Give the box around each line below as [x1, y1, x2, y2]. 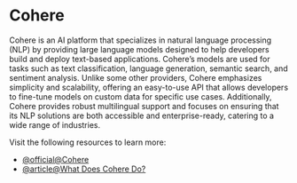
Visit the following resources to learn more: [9, 137, 167, 147]
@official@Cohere [21, 154, 90, 164]
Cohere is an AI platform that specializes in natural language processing [9, 35, 272, 45]
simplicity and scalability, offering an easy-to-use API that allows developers [9, 82, 289, 92]
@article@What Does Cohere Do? [21, 163, 146, 174]
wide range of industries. [9, 119, 100, 130]
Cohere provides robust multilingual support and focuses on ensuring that [9, 100, 279, 111]
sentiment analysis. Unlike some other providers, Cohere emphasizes [9, 72, 262, 83]
